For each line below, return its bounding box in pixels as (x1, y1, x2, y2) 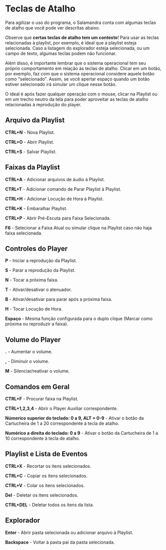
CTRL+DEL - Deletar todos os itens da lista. (5, 502, 94, 508)
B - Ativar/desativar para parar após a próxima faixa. (5, 296, 113, 302)
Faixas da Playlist (5, 163, 60, 172)
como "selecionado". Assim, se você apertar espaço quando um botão (5, 76, 150, 82)
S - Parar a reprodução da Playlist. (5, 268, 76, 274)
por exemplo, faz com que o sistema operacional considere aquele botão (5, 70, 155, 76)
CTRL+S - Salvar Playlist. (5, 148, 57, 155)
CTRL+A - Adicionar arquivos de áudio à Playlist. (5, 176, 105, 182)
